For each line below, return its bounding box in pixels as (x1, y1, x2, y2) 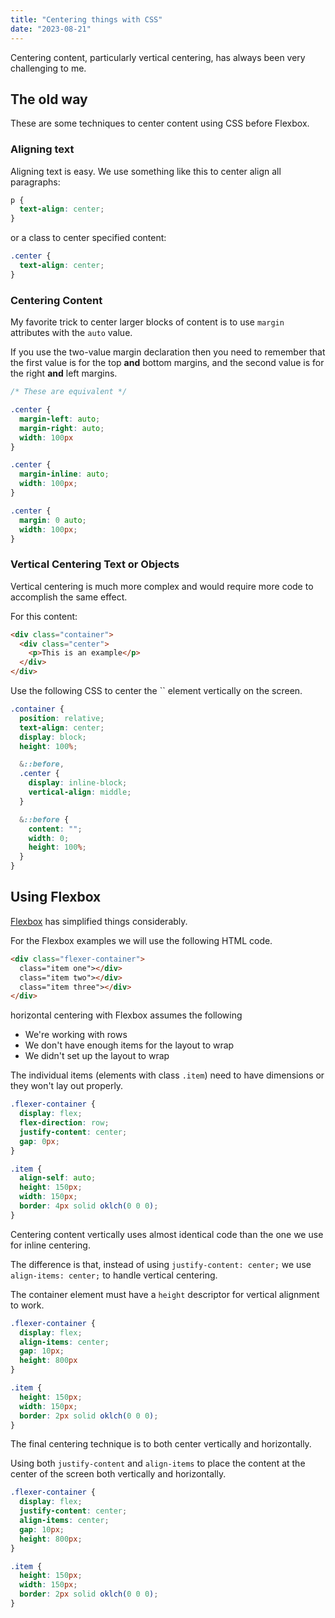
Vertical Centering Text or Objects (10, 557, 180, 571)
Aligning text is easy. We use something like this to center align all (10, 165, 282, 177)
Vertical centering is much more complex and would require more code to (10, 580, 314, 592)
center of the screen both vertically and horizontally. (10, 1468, 227, 1480)
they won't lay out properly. (10, 1080, 124, 1092)
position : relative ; (19, 713, 105, 723)
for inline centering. (10, 1239, 91, 1251)
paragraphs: (10, 176, 61, 188)
